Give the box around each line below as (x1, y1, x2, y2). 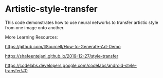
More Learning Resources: (5, 34, 58, 40)
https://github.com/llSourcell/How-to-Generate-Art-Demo (5, 43, 121, 49)
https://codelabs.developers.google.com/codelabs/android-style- (5, 62, 137, 68)
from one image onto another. (5, 24, 65, 30)
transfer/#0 (5, 67, 28, 74)
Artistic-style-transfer (5, 3, 98, 15)
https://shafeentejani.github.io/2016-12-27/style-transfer (5, 53, 119, 59)
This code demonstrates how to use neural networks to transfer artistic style (5, 19, 159, 25)
